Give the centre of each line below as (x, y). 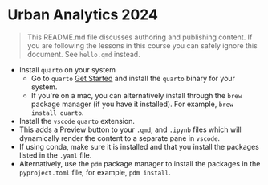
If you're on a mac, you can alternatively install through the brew (136, 95)
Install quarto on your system (67, 69)
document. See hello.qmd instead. (84, 54)
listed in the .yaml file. (55, 155)
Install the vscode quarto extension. (77, 121)
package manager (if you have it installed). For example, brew (132, 104)
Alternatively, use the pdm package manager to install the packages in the (140, 163)
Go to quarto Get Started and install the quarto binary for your (133, 78)
